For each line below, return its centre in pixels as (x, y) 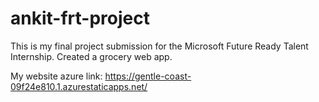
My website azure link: (56, 76)
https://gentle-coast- (148, 76)
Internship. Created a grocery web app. (91, 56)
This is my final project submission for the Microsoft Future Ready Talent (159, 46)
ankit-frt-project (80, 18)
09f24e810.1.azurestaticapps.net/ (79, 86)
